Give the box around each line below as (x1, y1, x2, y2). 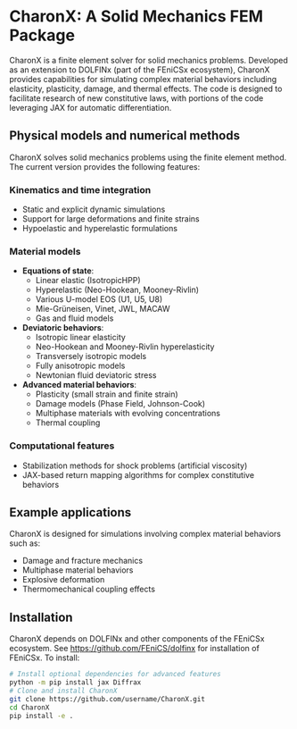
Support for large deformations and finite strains (21, 214, 201, 224)
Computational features (9, 440, 115, 452)
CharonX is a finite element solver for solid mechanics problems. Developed (9, 54, 288, 65)
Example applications (9, 505, 132, 520)
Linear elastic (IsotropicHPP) (35, 275, 141, 286)
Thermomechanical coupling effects (21, 583, 156, 595)
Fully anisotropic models (35, 360, 126, 372)
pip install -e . (9, 711, 74, 720)
